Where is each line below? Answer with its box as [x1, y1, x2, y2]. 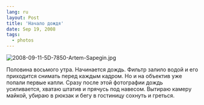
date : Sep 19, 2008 [6, 26, 56, 32]
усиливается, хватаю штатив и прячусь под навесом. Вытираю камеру [6, 85, 192, 92]
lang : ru [6, 9, 29, 15]
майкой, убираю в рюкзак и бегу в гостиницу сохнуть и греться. [6, 92, 175, 99]
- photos [12, 37, 34, 43]
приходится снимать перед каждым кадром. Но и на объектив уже [6, 73, 183, 79]
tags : [6, 32, 20, 38]
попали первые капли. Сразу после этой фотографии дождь [6, 79, 163, 86]
